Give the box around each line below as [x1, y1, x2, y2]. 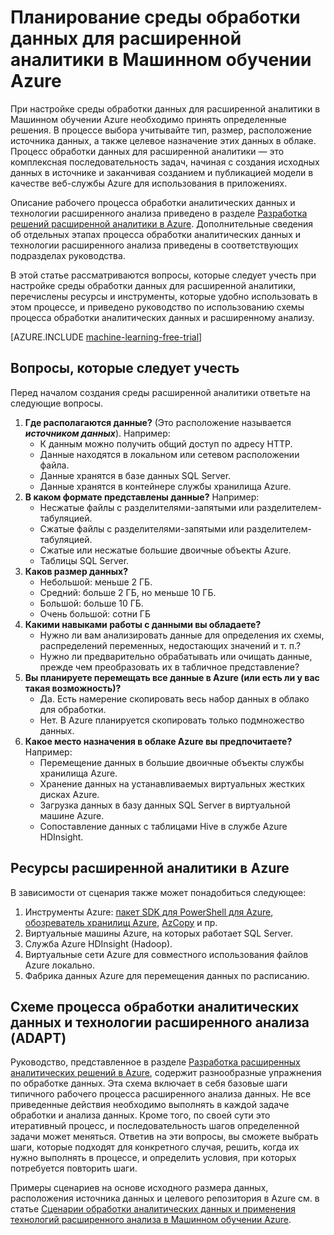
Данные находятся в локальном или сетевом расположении [39, 448, 300, 460]
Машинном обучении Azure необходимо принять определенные [10, 113, 287, 125]
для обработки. [39, 703, 107, 715]
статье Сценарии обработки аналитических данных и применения [10, 1203, 297, 1215]
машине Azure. [39, 809, 105, 821]
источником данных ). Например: [24, 427, 171, 439]
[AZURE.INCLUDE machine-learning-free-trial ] [10, 331, 203, 343]
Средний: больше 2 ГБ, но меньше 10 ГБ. [39, 586, 217, 598]
